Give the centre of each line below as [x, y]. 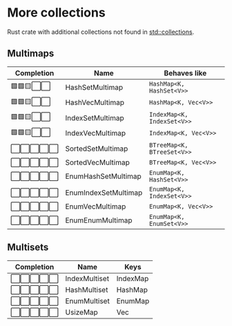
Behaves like [185, 73]
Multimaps [31, 54]
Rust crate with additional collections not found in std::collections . [101, 32]
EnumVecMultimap [96, 207]
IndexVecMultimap [96, 133]
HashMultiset [87, 289]
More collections [56, 13]
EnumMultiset [88, 300]
